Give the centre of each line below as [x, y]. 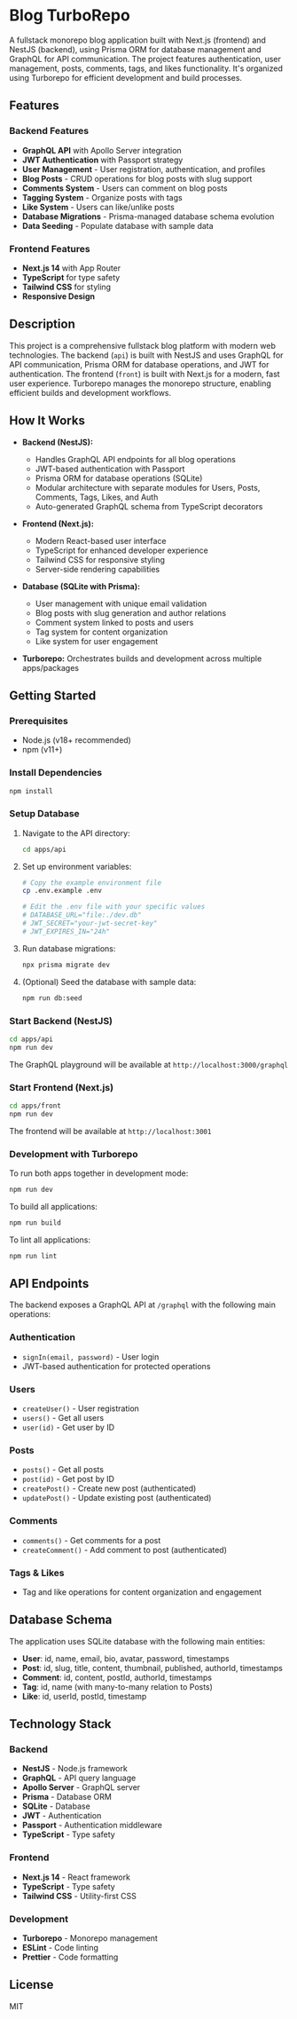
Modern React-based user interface [101, 540]
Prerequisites [39, 721]
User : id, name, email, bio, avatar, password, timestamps [125, 1658]
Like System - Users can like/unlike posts [98, 207]
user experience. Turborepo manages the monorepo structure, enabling [141, 383]
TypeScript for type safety [71, 277]
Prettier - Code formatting [70, 1957]
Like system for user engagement [97, 641]
